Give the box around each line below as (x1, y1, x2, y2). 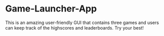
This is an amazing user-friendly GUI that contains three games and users (5, 19, 159, 25)
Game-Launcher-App (5, 3, 97, 14)
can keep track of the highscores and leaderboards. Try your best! (5, 24, 144, 30)
